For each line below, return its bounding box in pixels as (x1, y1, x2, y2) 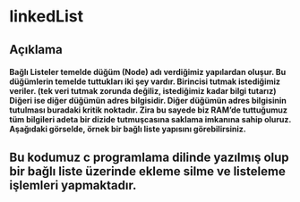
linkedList (9, 6, 83, 27)
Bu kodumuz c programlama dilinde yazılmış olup (9, 149, 289, 164)
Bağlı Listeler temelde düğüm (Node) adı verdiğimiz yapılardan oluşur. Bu (9, 67, 287, 78)
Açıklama (9, 42, 63, 57)
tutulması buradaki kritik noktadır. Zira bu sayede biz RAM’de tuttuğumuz (9, 105, 288, 115)
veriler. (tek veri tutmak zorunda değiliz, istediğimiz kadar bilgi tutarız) (9, 86, 277, 97)
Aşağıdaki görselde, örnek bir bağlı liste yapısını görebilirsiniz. (9, 123, 246, 135)
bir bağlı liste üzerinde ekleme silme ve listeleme (9, 164, 287, 179)
